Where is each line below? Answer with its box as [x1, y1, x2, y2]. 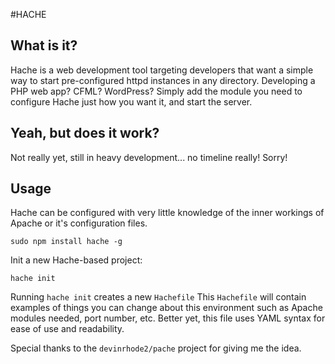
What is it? [10, 37, 78, 54]
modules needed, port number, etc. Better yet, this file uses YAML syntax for [10, 312, 326, 324]
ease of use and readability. [10, 323, 125, 335]
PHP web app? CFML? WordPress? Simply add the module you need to [10, 85, 303, 97]
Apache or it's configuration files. [10, 217, 148, 229]
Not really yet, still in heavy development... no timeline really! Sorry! [10, 151, 288, 163]
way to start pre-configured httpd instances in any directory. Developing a [10, 74, 316, 86]
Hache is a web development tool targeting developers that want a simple [10, 64, 314, 76]
